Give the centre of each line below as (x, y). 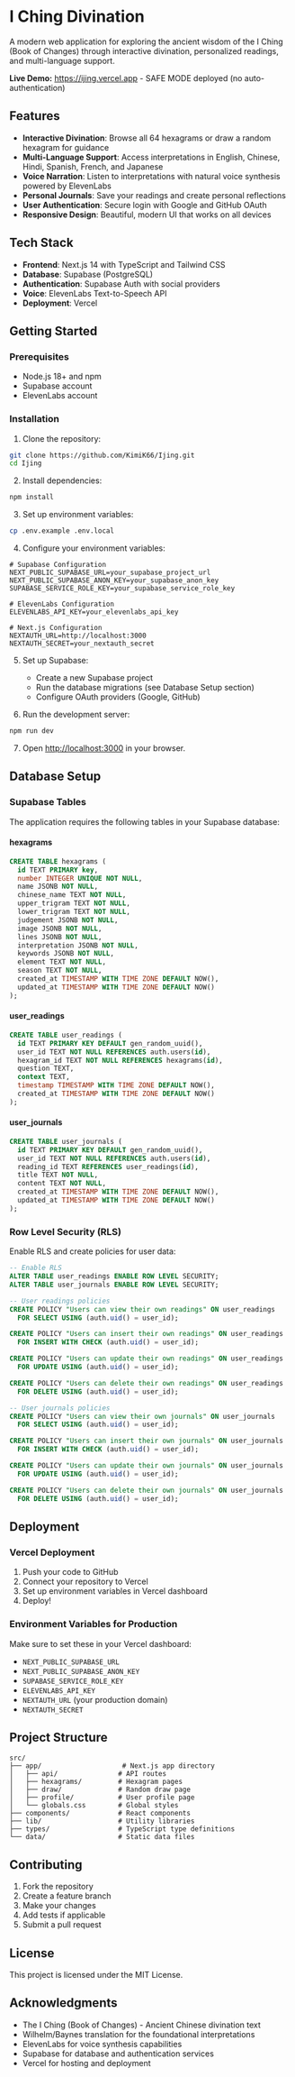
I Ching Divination (77, 17)
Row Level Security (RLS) (65, 1231)
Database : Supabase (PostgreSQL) (88, 274)
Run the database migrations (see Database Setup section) (145, 688)
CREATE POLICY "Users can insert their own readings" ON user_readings (146, 1334)
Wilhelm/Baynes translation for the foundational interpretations (139, 2034)
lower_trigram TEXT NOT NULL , (74, 912)
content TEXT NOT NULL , (62, 1184)
